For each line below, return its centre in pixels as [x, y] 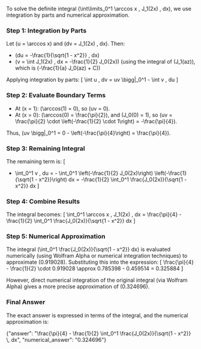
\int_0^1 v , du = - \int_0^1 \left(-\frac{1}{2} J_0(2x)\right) [84, 173]
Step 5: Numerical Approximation [56, 237]
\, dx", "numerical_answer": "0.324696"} [56, 339]
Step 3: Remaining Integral [46, 148]
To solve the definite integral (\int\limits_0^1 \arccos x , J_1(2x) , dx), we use [99, 9]
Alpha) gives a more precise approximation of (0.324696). [78, 287]
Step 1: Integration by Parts [46, 31]
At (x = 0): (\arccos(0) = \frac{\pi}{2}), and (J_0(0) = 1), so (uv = [94, 115]
